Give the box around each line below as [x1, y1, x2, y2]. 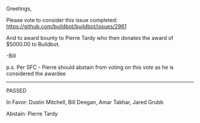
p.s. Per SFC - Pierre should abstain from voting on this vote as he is [6, 64, 174, 71]
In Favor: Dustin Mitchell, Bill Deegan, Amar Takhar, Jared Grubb [6, 99, 164, 106]
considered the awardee [6, 70, 66, 77]
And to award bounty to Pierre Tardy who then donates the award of [6, 34, 174, 41]
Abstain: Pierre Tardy [6, 110, 58, 117]
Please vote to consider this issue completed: [6, 17, 118, 23]
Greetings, [6, 5, 32, 12]
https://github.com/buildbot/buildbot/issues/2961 [6, 23, 127, 30]
